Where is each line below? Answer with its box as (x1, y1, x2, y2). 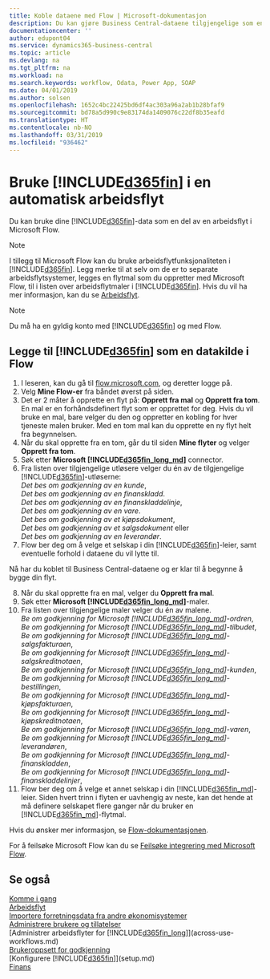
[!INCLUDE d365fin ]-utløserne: (20, 472, 122, 482)
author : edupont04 (9, 34, 71, 42)
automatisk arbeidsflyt (9, 190, 164, 208)
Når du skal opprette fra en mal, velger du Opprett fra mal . (20, 589, 215, 598)
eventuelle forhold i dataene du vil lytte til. (20, 548, 159, 558)
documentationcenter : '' (9, 26, 92, 34)
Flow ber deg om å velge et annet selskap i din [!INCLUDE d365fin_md (20, 784, 252, 794)
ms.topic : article (9, 49, 71, 57)
